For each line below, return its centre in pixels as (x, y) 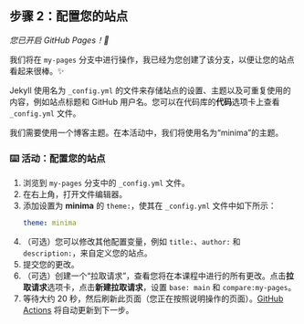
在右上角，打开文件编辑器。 (75, 194)
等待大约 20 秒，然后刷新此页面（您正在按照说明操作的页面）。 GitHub (153, 298)
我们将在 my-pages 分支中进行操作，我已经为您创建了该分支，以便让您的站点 (152, 59)
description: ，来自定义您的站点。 (87, 253)
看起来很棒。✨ (37, 70)
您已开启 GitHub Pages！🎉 (59, 40)
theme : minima (49, 223)
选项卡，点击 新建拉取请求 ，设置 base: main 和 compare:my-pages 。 (172, 287)
